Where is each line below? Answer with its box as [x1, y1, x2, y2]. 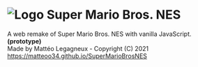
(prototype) [7, 37, 42, 45]
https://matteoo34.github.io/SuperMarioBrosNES [7, 52, 148, 60]
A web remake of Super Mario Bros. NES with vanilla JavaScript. [7, 30, 192, 38]
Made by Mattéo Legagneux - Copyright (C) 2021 [7, 44, 149, 52]
